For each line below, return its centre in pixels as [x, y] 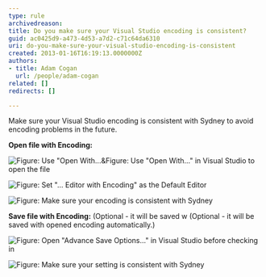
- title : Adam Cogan [43, 69]
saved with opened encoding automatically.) [82, 225]
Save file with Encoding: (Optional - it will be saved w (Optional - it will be [131, 216]
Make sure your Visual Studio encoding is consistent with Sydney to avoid [131, 121]
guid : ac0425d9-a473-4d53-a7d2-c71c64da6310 [84, 38]
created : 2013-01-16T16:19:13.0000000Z [75, 53]
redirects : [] [32, 91]
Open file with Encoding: [50, 145]
